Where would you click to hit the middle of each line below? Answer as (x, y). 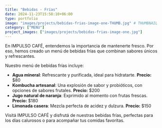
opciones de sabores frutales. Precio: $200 (56, 90)
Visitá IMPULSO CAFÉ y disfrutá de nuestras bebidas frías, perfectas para (79, 115)
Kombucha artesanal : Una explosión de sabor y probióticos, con (77, 85)
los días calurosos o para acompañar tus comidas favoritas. (65, 120)
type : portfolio (21, 18)
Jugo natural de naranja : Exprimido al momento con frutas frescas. (80, 96)
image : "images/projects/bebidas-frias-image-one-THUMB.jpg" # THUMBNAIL (81, 23)
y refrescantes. (20, 56)
